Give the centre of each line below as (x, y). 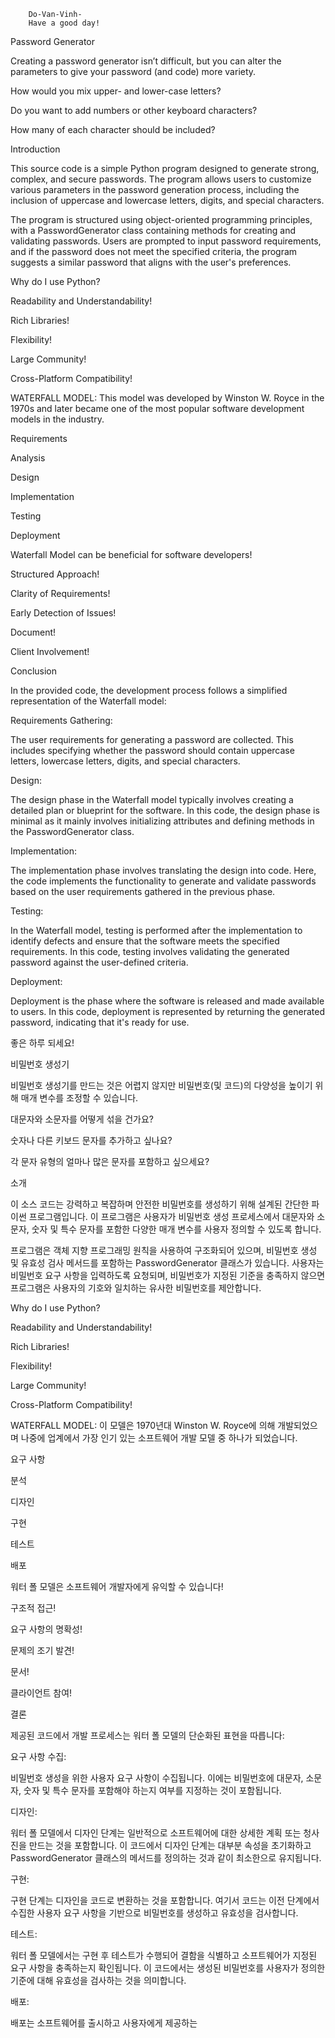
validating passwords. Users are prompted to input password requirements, (166, 241)
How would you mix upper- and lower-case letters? (116, 91)
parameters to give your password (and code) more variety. (133, 71)
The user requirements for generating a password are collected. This (152, 739)
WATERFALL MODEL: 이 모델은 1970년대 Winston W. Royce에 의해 (143, 1425)
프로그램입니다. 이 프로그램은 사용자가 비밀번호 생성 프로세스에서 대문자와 (171, 1216)
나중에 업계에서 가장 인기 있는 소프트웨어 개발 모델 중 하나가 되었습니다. (159, 1438)
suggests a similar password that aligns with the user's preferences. (151, 262)
